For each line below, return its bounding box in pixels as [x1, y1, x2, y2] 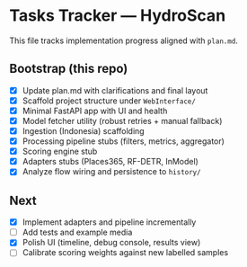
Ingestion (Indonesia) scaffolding [22, 126, 146, 136]
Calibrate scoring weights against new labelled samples [22, 247, 229, 258]
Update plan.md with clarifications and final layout [22, 85, 208, 95]
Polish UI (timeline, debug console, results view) [22, 237, 201, 248]
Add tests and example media [22, 227, 133, 238]
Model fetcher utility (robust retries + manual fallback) [22, 115, 223, 126]
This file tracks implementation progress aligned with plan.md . [9, 35, 238, 46]
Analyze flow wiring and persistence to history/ [22, 166, 201, 177]
